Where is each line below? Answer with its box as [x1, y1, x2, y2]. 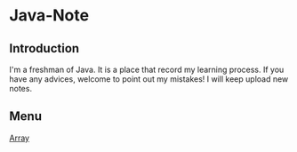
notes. [9, 84, 33, 93]
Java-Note [9, 5, 90, 26]
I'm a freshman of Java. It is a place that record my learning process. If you [9, 64, 285, 75]
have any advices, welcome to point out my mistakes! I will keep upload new [9, 74, 289, 84]
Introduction [9, 41, 80, 56]
